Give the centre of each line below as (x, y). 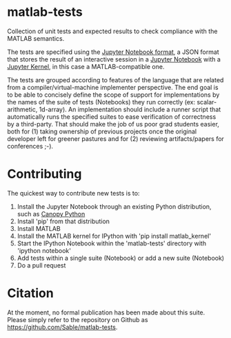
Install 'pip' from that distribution (63, 221)
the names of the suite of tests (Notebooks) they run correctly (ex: (101, 102)
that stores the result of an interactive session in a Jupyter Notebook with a (114, 59)
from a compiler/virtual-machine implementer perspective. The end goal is (113, 87)
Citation (30, 293)
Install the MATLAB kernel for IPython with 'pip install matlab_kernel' (114, 236)
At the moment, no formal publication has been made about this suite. (106, 312)
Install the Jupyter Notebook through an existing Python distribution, (114, 206)
